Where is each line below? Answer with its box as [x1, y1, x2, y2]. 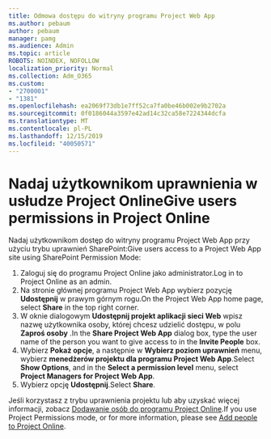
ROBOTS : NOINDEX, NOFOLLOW [8, 57, 100, 65]
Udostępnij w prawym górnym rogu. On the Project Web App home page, [19, 294, 264, 304]
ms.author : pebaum [8, 19, 70, 27]
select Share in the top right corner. [19, 302, 139, 312]
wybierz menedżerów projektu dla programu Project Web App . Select [19, 354, 255, 364]
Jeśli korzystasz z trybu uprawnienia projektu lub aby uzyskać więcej [8, 395, 240, 405]
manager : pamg [8, 34, 57, 43]
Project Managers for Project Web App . [19, 371, 155, 381]
